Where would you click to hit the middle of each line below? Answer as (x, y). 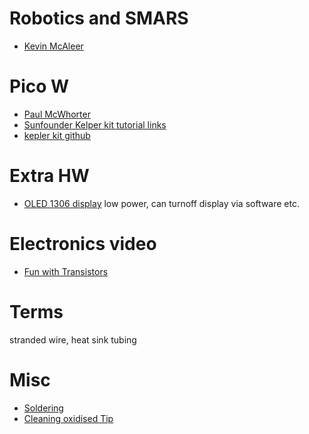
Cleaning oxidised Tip (68, 418)
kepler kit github (57, 135)
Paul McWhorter (57, 114)
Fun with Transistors (66, 271)
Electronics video (83, 244)
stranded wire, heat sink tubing (73, 339)
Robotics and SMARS (99, 18)
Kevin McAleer (53, 46)
